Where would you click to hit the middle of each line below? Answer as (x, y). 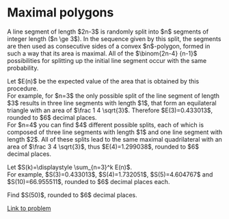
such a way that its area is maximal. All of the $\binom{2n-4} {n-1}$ (102, 53)
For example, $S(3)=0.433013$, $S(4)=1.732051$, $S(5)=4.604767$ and (110, 174)
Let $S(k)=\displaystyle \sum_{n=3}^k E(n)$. (69, 167)
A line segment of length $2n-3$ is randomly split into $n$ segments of (108, 31)
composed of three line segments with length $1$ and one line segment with (115, 132)
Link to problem (29, 208)
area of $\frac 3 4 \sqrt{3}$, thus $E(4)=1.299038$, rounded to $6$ (103, 146)
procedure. (23, 88)
